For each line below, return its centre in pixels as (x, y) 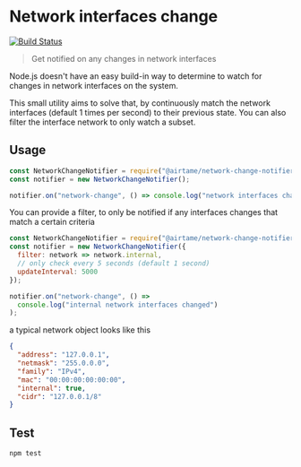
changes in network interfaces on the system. (94, 85)
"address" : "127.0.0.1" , (64, 355)
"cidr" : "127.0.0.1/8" (60, 396)
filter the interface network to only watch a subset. (103, 122)
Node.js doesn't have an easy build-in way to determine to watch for (136, 76)
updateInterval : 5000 (58, 272)
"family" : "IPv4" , (52, 371)
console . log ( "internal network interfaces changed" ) (118, 305)
